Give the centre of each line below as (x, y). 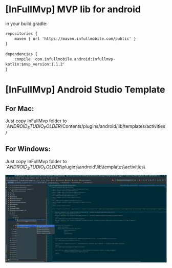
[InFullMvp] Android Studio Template (85, 90)
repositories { (21, 33)
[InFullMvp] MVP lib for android (73, 9)
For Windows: (28, 149)
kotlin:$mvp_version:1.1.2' (35, 64)
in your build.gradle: (26, 24)
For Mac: (20, 108)
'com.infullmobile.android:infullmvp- (74, 59)
